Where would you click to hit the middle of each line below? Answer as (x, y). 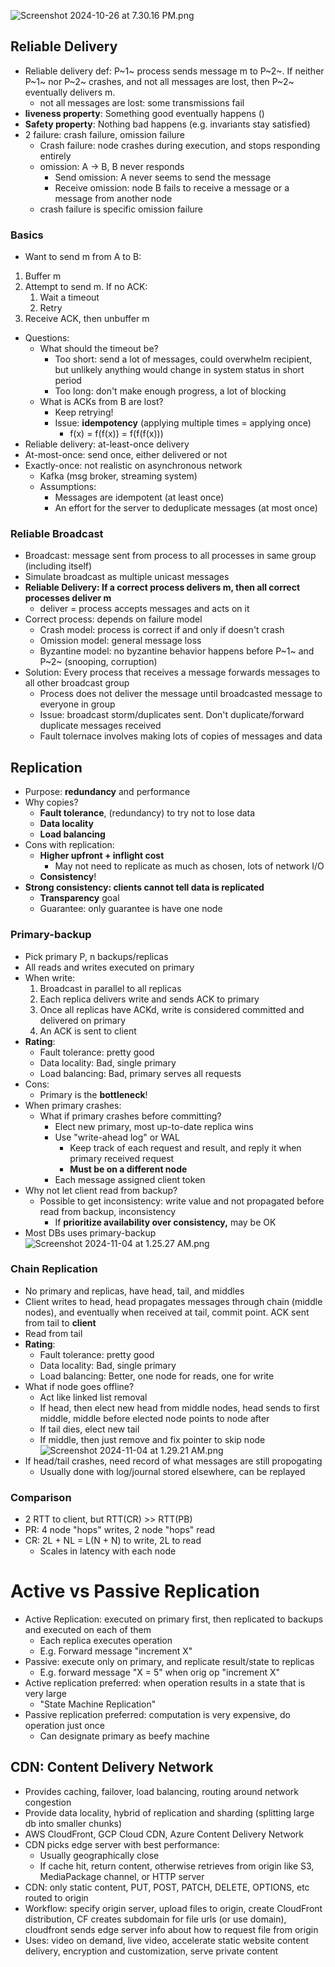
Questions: (47, 338)
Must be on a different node (128, 1169)
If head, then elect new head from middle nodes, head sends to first (179, 1407)
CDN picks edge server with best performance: (122, 1844)
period (68, 381)
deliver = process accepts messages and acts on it (144, 609)
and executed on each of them (88, 1630)
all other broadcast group (77, 683)
